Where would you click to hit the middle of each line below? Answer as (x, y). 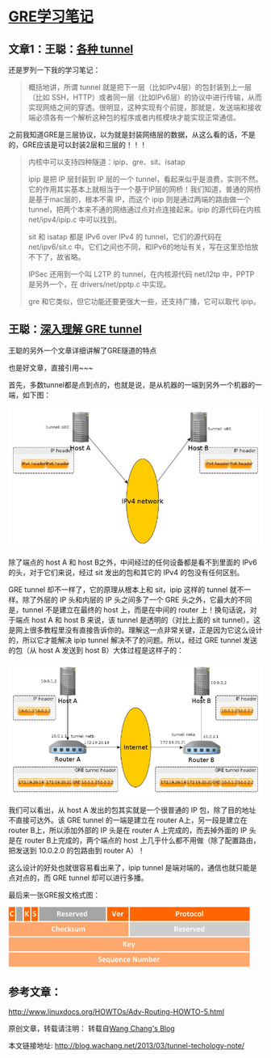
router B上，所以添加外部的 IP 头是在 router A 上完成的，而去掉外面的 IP (128, 831)
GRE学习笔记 (51, 17)
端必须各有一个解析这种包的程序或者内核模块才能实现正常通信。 (134, 117)
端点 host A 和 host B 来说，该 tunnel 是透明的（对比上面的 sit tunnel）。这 (138, 620)
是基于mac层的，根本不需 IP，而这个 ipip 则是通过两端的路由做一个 (140, 199)
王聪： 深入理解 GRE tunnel (75, 330)
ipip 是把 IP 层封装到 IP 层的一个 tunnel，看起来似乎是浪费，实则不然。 (145, 179)
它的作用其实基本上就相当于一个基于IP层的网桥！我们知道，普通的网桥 (144, 189)
